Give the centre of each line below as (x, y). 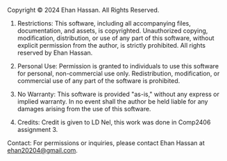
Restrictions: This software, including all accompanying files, (104, 23)
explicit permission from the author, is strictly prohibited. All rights (111, 45)
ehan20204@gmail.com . (43, 150)
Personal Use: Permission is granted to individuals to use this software (118, 66)
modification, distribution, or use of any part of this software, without (116, 38)
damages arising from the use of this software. (84, 109)
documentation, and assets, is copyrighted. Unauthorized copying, (112, 31)
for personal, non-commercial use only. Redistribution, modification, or (118, 73)
